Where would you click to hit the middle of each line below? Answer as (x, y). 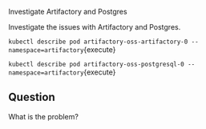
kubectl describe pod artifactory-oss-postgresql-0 (96, 64)
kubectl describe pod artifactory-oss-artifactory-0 (98, 42)
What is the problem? (43, 116)
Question (32, 97)
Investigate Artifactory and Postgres (68, 12)
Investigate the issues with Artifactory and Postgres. (95, 27)
